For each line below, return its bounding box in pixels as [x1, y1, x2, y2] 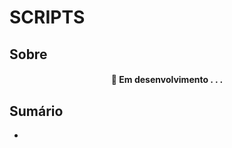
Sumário [9, 102, 64, 120]
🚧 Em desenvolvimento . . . [110, 74, 224, 86]
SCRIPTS [9, 6, 86, 29]
